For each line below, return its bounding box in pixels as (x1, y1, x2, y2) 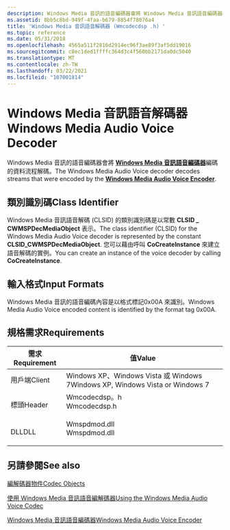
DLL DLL (10, 426, 36, 436)
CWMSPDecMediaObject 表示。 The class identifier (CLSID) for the (7, 224, 198, 233)
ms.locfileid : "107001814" (7, 73, 84, 81)
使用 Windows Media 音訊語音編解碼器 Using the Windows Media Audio (7, 494, 208, 502)
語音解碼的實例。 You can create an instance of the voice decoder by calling (7, 249, 221, 257)
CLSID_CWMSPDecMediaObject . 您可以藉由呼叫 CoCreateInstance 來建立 (7, 241, 220, 249)
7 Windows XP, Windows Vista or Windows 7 (66, 380, 210, 389)
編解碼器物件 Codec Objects (7, 479, 86, 487)
